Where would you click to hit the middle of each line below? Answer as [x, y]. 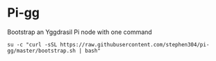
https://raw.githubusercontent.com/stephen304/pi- [135, 44]
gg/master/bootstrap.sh [42, 51]
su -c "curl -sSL [32, 44]
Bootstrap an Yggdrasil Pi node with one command [80, 32]
